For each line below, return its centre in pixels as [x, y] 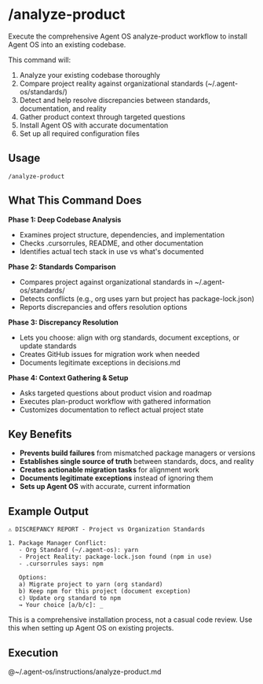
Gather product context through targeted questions [102, 116]
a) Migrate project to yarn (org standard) [91, 585]
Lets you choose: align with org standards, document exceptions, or [130, 337]
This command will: [40, 60]
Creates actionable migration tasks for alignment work [110, 470]
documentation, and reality [63, 108]
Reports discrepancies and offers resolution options [103, 307]
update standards [48, 346]
